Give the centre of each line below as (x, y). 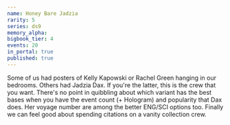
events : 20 (23, 45)
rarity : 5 (21, 20)
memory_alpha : (27, 33)
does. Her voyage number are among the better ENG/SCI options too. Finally (115, 106)
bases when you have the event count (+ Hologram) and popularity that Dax (115, 100)
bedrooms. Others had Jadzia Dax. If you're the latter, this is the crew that (112, 85)
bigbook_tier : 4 (30, 39)
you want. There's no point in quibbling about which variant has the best (109, 92)
